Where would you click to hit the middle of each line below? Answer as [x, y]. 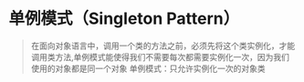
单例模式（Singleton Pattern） [124, 19]
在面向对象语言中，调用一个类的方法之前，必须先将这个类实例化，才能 [163, 46]
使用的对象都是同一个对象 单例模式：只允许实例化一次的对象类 [148, 68]
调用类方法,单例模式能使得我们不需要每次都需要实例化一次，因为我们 [160, 56]
